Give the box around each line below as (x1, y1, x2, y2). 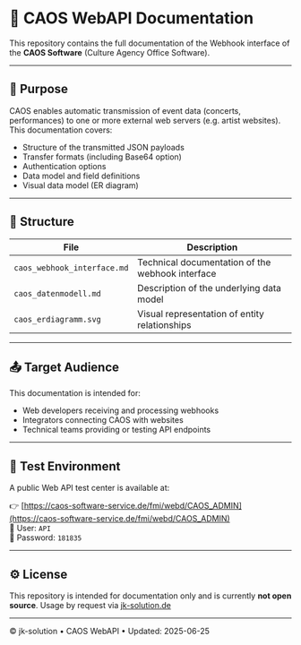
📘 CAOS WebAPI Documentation (9, 8, 254, 29)
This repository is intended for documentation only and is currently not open (9, 590, 292, 601)
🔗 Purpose (9, 82, 69, 97)
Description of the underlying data (137, 281, 282, 294)
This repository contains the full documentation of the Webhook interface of (9, 38, 290, 48)
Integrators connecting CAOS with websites (21, 415, 184, 426)
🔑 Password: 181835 (9, 532, 82, 543)
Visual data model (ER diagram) (21, 179, 139, 191)
